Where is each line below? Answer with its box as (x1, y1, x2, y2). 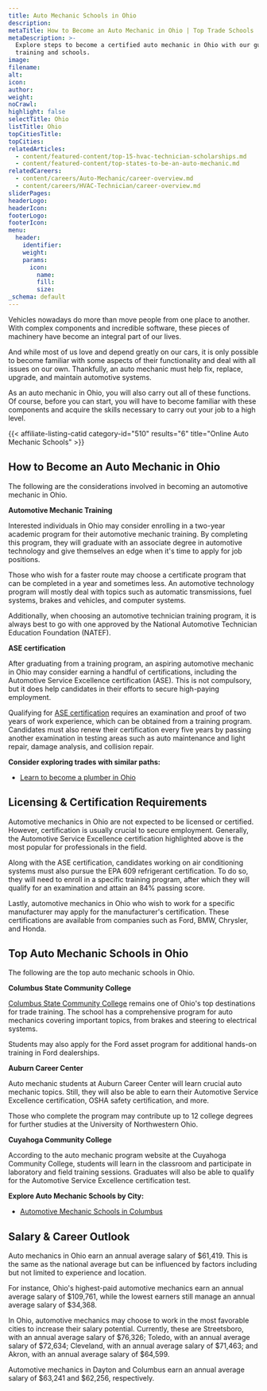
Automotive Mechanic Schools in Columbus (19, 1207, 163, 1217)
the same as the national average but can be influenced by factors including (8, 1260, 257, 1269)
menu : (8, 226, 26, 235)
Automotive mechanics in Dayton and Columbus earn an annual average (8, 1365, 245, 1374)
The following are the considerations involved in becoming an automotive (8, 481, 249, 490)
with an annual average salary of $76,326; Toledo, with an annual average (8, 1333, 250, 1342)
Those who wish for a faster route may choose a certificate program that (8, 570, 246, 580)
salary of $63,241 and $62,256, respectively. (8, 1373, 155, 1383)
